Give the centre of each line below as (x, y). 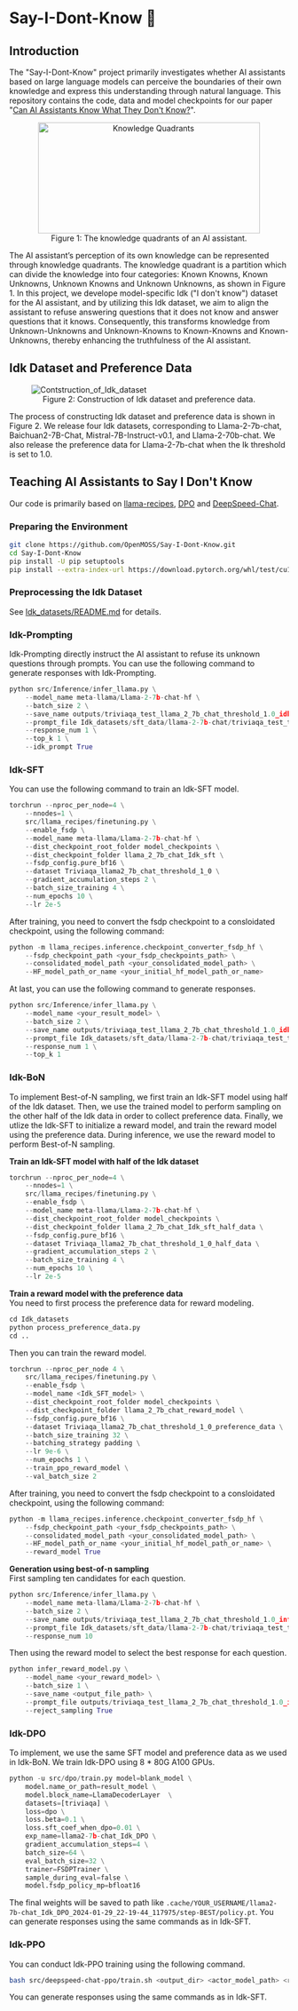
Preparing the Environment (69, 526)
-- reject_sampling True (69, 1710)
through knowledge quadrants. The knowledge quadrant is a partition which (148, 265)
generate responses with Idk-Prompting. (83, 673)
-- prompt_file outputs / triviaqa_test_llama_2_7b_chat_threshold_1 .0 (154, 1702)
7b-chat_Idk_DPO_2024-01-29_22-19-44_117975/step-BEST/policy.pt (132, 1913)
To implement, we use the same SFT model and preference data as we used (148, 1753)
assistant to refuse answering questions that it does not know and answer (144, 312)
